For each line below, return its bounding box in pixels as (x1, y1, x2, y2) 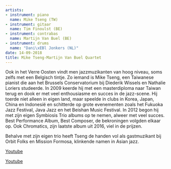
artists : (5, 7, 24, 13)
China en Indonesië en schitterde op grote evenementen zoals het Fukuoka (5, 102, 163, 108)
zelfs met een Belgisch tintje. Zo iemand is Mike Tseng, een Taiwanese (5, 75, 154, 81)
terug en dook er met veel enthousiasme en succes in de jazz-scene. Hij (5, 90, 158, 97)
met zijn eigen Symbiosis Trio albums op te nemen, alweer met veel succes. (5, 112, 165, 118)
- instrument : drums (5, 41, 50, 46)
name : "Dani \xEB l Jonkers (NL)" (10, 45, 79, 51)
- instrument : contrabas (5, 31, 58, 36)
